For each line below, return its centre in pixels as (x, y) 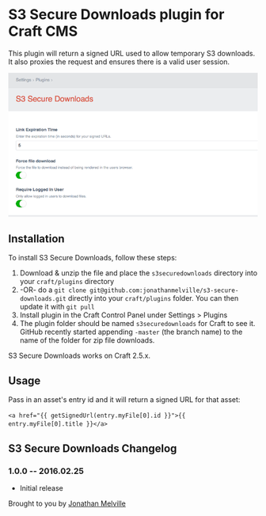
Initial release (41, 488)
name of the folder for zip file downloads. (87, 340)
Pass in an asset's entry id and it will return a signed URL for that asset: (124, 400)
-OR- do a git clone (53, 290)
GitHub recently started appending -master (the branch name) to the (131, 332)
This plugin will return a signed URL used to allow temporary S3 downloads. (132, 53)
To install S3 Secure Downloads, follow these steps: (93, 258)
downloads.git (43, 299)
